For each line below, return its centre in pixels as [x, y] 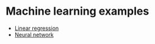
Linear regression [37, 28]
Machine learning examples [77, 11]
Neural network [34, 34]
